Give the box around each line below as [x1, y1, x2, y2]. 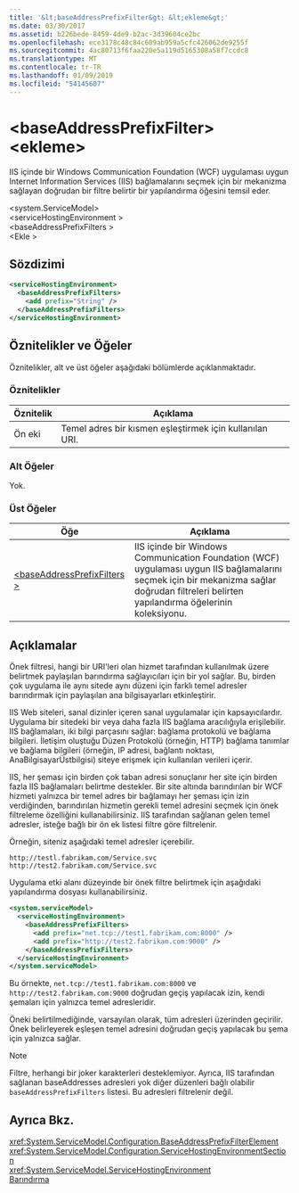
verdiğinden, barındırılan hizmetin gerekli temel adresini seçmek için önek [9, 800, 279, 811]
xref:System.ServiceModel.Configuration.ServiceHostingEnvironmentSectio [9, 1146, 287, 1156]
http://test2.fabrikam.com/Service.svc [9, 861, 158, 870]
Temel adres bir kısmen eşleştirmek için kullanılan [61, 422, 269, 434]
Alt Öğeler [9, 460, 55, 473]
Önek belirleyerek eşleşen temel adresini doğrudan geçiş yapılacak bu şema [9, 1024, 289, 1034]
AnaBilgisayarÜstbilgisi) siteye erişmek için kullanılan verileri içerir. [9, 754, 253, 765]
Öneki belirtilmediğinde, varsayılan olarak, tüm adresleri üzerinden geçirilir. [9, 1014, 283, 1025]
